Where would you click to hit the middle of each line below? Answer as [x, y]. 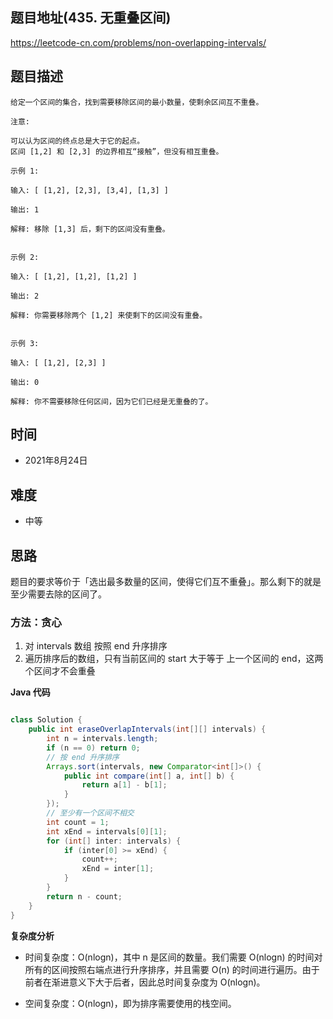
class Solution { [46, 720]
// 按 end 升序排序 [83, 757]
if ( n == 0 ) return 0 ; [93, 748]
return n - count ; [84, 896]
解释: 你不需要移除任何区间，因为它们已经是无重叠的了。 [111, 401]
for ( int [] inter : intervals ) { [114, 841]
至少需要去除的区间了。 [58, 594]
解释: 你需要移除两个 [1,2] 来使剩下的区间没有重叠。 [109, 315]
